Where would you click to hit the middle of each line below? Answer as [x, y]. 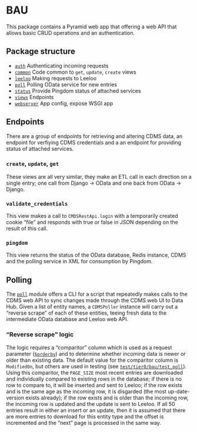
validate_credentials [37, 204]
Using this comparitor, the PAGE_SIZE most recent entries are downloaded [95, 372]
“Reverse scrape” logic [40, 335]
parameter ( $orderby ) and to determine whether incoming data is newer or [96, 354]
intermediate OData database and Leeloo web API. [67, 319]
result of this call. [27, 228]
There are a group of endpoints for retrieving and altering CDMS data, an [94, 136]
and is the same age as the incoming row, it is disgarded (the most [86, 391]
